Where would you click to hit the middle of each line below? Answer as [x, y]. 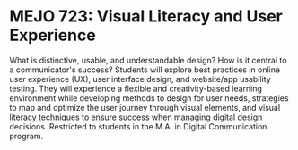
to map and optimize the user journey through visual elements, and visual [145, 107]
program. [26, 136]
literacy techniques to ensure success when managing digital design [136, 117]
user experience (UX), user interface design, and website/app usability [140, 79]
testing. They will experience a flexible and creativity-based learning [136, 88]
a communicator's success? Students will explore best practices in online [145, 70]
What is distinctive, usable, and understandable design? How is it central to [148, 60]
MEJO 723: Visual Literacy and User [146, 17]
